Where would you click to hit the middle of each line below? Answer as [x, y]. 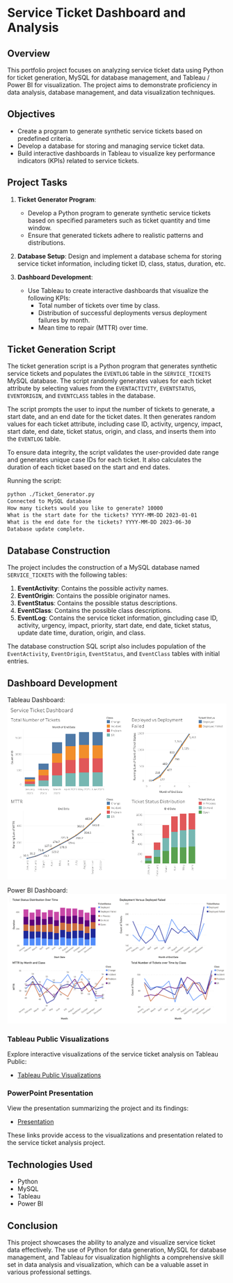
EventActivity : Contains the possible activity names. [93, 589]
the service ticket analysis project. [56, 1143]
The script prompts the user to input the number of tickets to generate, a [111, 409]
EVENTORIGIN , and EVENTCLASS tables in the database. [81, 396]
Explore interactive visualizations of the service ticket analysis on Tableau [113, 1054]
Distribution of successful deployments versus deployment [122, 312]
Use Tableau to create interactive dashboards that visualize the [118, 290]
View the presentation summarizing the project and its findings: [98, 1108]
